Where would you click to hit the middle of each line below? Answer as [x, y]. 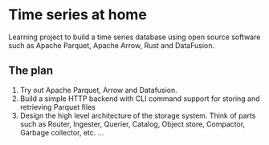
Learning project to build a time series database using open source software [134, 37]
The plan [31, 71]
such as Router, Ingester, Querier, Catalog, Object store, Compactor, [132, 124]
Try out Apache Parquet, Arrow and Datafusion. [99, 90]
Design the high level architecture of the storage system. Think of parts [138, 115]
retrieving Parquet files [58, 107]
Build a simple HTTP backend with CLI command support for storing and [140, 99]
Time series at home [77, 15]
